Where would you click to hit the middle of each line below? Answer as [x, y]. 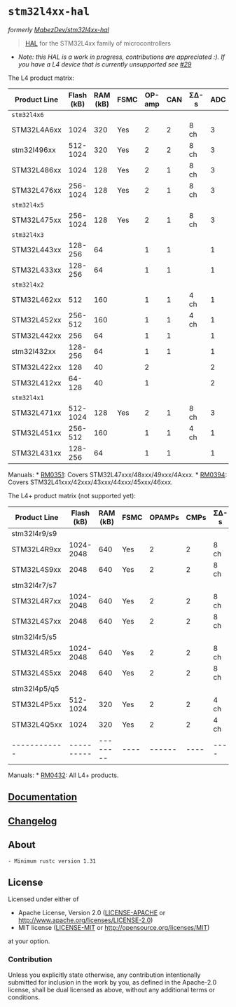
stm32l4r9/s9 [34, 533]
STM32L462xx [36, 299]
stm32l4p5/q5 [35, 688]
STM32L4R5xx [36, 652]
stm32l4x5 [28, 205]
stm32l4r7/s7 [34, 585]
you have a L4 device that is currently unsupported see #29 [105, 64]
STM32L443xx [36, 249]
